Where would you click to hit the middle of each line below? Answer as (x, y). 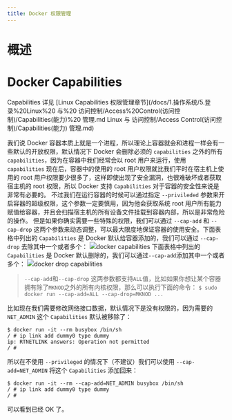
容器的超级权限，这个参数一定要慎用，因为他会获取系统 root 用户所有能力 (117, 203)
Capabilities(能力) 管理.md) (56, 128)
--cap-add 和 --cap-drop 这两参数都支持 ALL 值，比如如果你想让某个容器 (123, 278)
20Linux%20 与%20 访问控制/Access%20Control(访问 (97, 111)
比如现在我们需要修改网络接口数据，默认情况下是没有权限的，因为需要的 (110, 308)
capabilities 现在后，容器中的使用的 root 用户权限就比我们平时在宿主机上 (113, 168)
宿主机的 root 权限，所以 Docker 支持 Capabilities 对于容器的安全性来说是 (113, 186)
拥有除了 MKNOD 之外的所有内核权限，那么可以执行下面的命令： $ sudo (120, 287)
